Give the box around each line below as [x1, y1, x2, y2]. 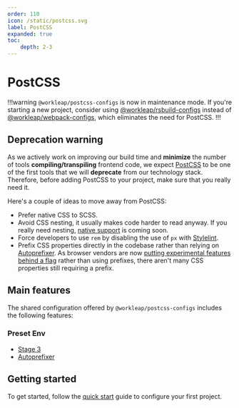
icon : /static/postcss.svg [7, 17, 88, 24]
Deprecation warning [7, 133, 103, 146]
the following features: [7, 311, 73, 320]
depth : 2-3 [20, 44, 53, 51]
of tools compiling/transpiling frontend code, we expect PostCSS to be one [7, 160, 231, 168]
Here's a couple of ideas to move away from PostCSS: [7, 197, 167, 205]
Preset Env [7, 329, 46, 339]
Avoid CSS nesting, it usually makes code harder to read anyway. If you [17, 218, 228, 227]
